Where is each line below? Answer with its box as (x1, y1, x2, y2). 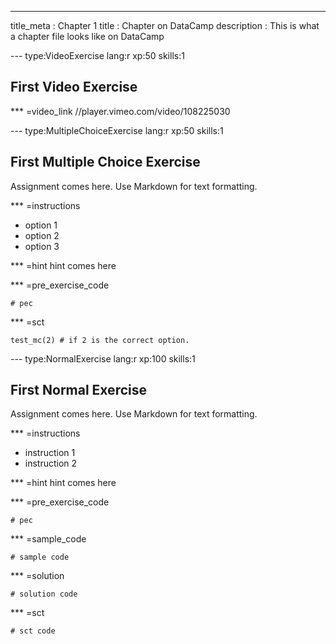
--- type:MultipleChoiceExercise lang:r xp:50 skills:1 (10, 124, 224, 136)
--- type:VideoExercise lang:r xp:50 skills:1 (10, 50, 185, 61)
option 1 (24, 219, 58, 231)
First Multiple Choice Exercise (10, 154, 201, 171)
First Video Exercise (10, 79, 138, 96)
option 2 (24, 229, 60, 241)
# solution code (10, 589, 78, 600)
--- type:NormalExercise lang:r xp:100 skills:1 (10, 352, 196, 365)
